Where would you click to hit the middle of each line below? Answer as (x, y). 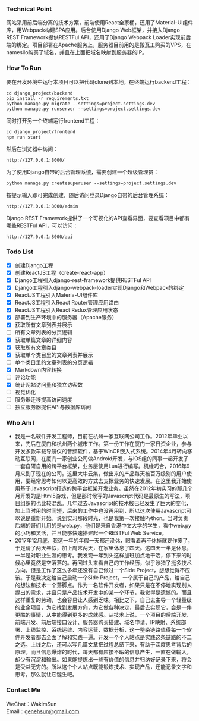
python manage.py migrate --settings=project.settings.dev (81, 104)
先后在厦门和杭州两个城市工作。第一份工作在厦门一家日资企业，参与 (108, 444)
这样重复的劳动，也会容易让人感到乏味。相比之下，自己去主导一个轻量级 (103, 600)
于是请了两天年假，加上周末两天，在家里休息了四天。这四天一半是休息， (103, 548)
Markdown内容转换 (38, 369)
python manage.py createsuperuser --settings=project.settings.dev (91, 183)
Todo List (20, 252)
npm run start (24, 137)
